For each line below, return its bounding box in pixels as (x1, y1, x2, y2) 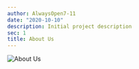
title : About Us (7, 36, 54, 43)
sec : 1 (7, 29, 26, 37)
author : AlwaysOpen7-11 (7, 10, 76, 17)
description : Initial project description (7, 23, 132, 30)
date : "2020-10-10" (7, 17, 64, 23)
